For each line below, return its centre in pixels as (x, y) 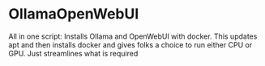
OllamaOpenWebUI (74, 14)
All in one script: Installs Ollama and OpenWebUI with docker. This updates (133, 36)
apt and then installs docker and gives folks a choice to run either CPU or (130, 44)
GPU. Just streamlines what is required (73, 53)
